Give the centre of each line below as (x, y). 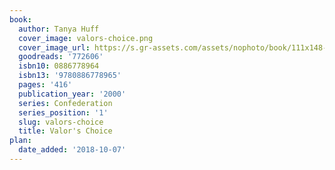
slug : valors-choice (61, 122)
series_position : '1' (63, 112)
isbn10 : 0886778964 (59, 66)
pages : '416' (45, 85)
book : (20, 19)
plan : (20, 141)
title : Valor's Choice (65, 131)
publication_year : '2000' (72, 94)
